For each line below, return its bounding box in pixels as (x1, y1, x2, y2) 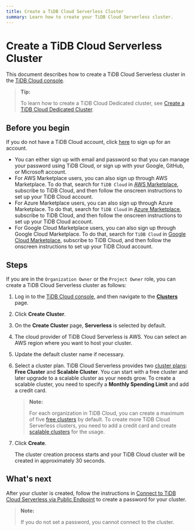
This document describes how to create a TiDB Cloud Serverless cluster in (6, 71, 186, 78)
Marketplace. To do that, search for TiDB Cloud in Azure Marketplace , (14, 206, 182, 213)
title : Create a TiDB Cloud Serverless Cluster (6, 8, 124, 15)
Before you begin (6, 123, 70, 133)
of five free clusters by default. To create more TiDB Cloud (29, 416, 170, 423)
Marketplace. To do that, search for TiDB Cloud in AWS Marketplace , (14, 181, 179, 188)
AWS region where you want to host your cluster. (14, 340, 133, 347)
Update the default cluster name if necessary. (14, 351, 125, 358)
